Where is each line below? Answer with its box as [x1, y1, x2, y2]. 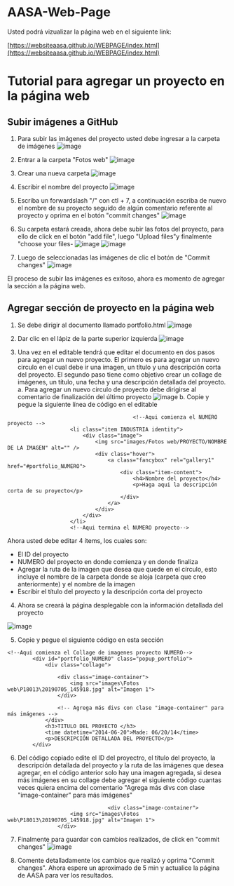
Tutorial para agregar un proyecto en [7, 73, 226, 89]
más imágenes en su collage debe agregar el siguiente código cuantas [17, 776, 222, 784]
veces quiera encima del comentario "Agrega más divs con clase [17, 783, 205, 791]
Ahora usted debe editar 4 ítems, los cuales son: [7, 536, 147, 544]
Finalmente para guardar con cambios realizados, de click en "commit [17, 835, 220, 843]
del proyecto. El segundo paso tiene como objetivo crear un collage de [17, 370, 222, 379]
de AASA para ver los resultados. [17, 871, 113, 879]
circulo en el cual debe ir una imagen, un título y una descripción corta [17, 363, 221, 371]
